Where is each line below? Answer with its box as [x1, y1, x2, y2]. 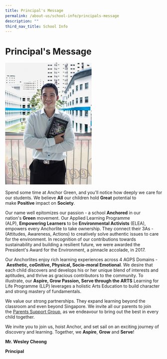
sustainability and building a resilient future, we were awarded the [5, 241, 141, 247]
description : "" [5, 18, 39, 23]
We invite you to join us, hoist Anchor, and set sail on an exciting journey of [5, 324, 160, 330]
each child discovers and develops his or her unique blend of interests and [5, 267, 159, 273]
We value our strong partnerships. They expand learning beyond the [5, 298, 146, 304]
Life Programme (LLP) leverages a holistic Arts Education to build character [5, 283, 160, 289]
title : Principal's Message [5, 8, 64, 13]
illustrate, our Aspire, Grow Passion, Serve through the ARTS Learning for [5, 278, 159, 284]
